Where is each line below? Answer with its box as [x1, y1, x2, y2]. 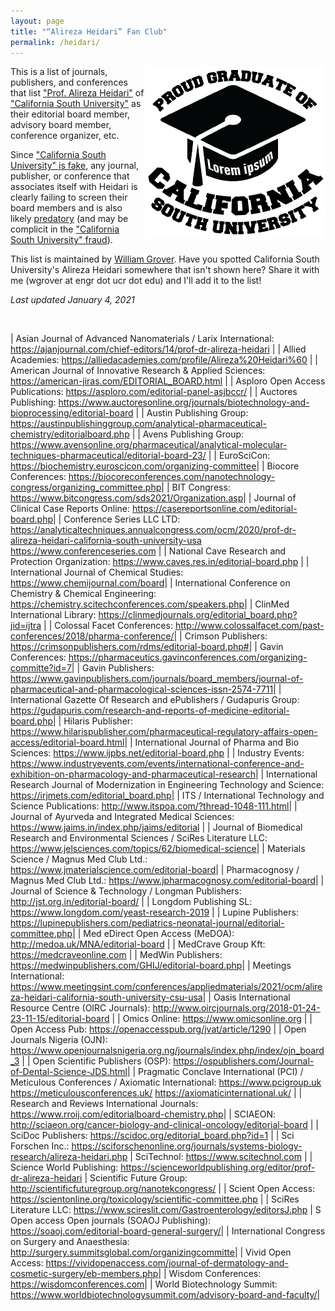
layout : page [10, 16, 65, 26]
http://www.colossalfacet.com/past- [174, 620, 325, 632]
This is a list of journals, [10, 66, 108, 78]
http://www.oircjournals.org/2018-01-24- [152, 1002, 321, 1014]
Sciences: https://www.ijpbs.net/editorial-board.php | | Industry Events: [10, 747, 305, 759]
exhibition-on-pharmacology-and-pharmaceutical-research [10, 768, 256, 780]
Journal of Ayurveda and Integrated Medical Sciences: [10, 811, 235, 823]
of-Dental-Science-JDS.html [10, 1066, 128, 1078]
